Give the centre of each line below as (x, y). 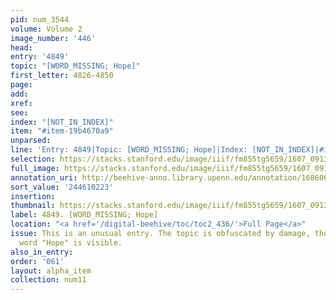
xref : (21, 103)
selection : (33, 159)
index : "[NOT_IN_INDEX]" (62, 122)
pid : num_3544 (40, 19)
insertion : (33, 196)
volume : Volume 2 (46, 29)
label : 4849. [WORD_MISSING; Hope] (84, 215)
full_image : (35, 168)
